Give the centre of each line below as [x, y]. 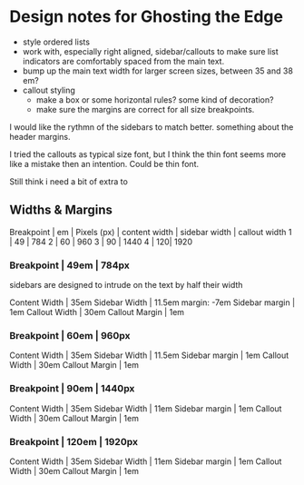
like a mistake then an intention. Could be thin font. [104, 163]
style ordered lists [56, 42]
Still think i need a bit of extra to [69, 181]
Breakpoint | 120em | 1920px [74, 441]
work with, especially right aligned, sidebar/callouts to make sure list [150, 51]
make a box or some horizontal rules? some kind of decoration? [155, 99]
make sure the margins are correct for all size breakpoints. [145, 109]
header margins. [40, 136]
